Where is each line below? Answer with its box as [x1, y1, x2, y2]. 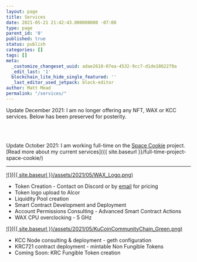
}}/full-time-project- [138, 148, 186, 155]
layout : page [6, 8, 38, 15]
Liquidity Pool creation [14, 195, 69, 202]
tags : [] [6, 52, 28, 58]
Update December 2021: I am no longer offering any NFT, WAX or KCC [6, 106, 177, 113]
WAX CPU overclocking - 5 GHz [14, 214, 92, 221]
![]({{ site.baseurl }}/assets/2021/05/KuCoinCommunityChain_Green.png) [6, 225, 183, 232]
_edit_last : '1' [11, 69, 51, 75]
